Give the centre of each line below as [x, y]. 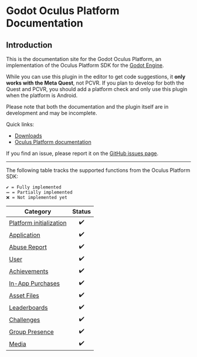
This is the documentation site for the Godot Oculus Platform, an [84, 59]
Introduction [29, 45]
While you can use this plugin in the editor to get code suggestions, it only [96, 77]
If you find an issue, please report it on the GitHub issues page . [82, 153]
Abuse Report [28, 247]
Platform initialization [38, 223]
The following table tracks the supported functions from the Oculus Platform [98, 170]
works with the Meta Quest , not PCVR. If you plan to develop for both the [95, 83]
